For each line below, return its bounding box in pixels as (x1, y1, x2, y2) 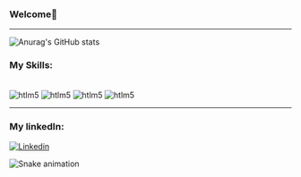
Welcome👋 (9, 8, 58, 21)
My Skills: (9, 59, 54, 72)
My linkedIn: (9, 121, 64, 133)
